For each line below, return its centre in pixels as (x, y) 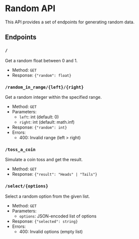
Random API (30, 9)
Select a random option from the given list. (47, 196)
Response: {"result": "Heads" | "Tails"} (55, 174)
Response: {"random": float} (42, 75)
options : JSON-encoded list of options (58, 216)
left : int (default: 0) (39, 117)
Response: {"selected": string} (45, 221)
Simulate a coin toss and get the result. (44, 160)
